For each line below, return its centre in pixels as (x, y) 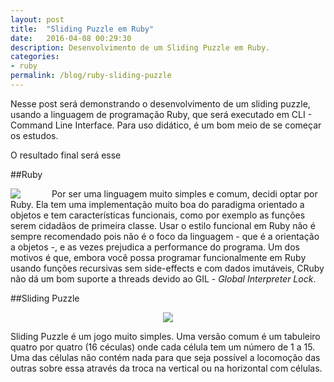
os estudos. (34, 135)
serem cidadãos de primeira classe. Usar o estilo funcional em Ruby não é (163, 225)
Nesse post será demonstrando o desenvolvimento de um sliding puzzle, (160, 103)
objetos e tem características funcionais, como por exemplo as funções (158, 215)
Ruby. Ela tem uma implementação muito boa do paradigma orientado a (157, 204)
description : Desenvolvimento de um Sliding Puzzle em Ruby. (140, 47)
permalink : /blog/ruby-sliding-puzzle (91, 76)
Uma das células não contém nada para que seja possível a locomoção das (165, 357)
